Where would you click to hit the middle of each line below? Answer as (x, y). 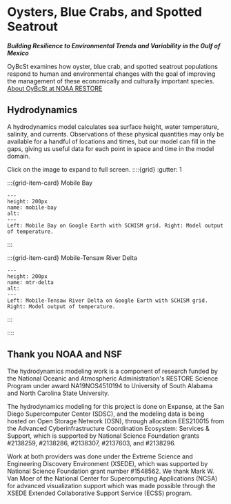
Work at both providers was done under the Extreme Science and (100, 456)
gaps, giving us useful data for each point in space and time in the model (111, 148)
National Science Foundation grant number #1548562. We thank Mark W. (111, 471)
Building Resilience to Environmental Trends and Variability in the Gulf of (114, 46)
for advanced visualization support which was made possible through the (111, 485)
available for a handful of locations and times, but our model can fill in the (111, 141)
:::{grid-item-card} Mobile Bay (50, 183)
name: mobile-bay (32, 208)
